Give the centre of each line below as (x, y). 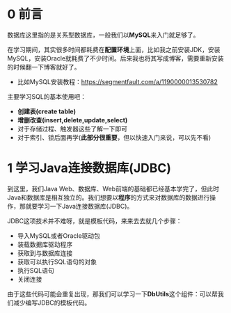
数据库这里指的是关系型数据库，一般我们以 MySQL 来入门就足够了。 (103, 35)
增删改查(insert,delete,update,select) (72, 120)
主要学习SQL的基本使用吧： (47, 96)
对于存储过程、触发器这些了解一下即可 (72, 129)
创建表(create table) (47, 111)
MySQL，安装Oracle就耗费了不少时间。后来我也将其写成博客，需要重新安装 (115, 58)
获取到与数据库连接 (45, 253)
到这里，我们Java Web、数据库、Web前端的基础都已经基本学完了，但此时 (113, 188)
